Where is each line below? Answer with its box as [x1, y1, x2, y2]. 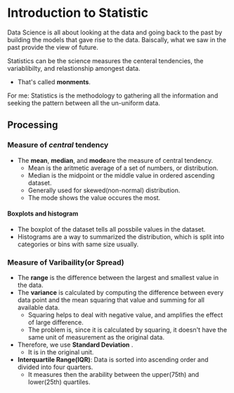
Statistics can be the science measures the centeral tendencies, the [7, 56, 204, 65]
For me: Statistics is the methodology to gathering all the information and [7, 91, 219, 100]
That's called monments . [17, 77, 91, 86]
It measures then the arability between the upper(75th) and [27, 371, 200, 379]
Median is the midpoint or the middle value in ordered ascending [27, 171, 215, 180]
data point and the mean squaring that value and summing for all [17, 296, 205, 305]
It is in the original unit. [27, 348, 94, 357]
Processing [7, 119, 58, 131]
